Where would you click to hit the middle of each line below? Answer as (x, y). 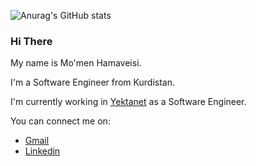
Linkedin (42, 151)
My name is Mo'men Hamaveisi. (76, 63)
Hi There (31, 41)
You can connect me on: (60, 121)
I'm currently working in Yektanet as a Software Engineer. (128, 102)
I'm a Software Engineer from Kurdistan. (92, 82)
